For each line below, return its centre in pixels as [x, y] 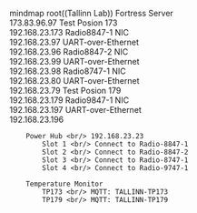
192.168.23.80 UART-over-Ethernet [74, 81]
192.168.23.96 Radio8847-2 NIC [69, 52]
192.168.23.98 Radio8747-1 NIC [68, 71]
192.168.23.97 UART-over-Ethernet [74, 42]
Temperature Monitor [64, 184]
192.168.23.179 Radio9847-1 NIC [69, 100]
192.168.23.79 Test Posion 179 [65, 91]
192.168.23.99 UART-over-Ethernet [74, 61]
